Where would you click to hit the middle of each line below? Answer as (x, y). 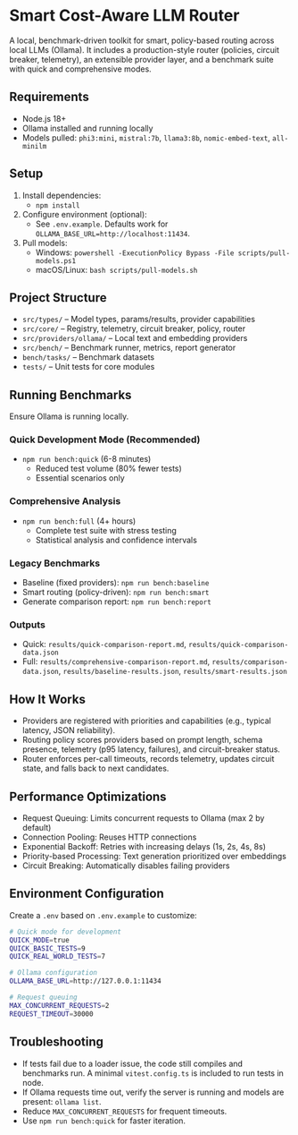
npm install (58, 205)
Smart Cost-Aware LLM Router (124, 16)
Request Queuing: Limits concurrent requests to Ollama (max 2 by (143, 818)
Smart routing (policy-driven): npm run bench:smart (116, 593)
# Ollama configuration (54, 973)
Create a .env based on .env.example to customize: (103, 915)
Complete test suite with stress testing (106, 530)
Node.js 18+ (44, 118)
